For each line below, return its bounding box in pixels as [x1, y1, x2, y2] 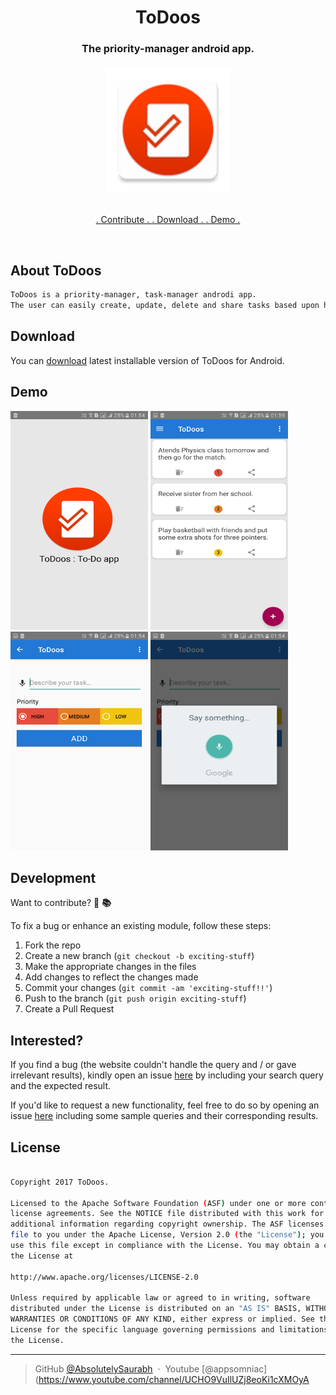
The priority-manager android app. [81, 42, 255, 56]
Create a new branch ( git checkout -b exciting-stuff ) [24, 950, 255, 962]
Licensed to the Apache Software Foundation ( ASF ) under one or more [10, 1198, 307, 1208]
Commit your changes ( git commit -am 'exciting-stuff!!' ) [24, 982, 273, 994]
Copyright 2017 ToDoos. [10, 1177, 110, 1187]
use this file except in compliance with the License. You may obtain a [10, 1241, 320, 1251]
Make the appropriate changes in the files [24, 961, 197, 973]
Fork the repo [24, 939, 82, 951]
